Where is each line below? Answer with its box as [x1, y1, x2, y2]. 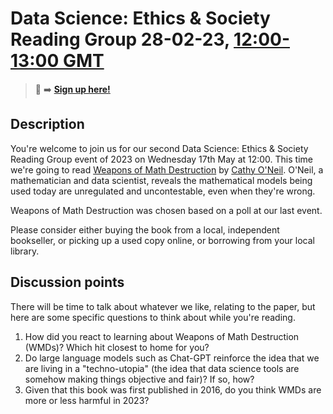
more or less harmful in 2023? [24, 394, 150, 406]
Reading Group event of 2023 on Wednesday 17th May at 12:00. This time [10, 153, 313, 165]
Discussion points [10, 274, 125, 291]
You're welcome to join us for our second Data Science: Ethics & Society [10, 142, 309, 154]
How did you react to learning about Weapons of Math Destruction [24, 330, 300, 342]
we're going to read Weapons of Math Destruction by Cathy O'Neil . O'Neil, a [10, 163, 324, 176]
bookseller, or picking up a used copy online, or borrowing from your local [10, 234, 315, 246]
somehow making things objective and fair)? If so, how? [24, 373, 255, 385]
